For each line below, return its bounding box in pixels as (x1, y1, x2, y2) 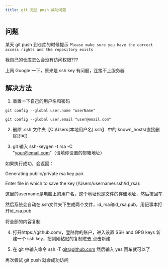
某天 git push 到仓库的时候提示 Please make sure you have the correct (5, 41, 153, 48)
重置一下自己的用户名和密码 (12, 98, 70, 104)
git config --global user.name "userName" (5, 108, 96, 114)
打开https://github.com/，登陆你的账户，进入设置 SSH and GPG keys (12, 229, 155, 235)
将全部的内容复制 (5, 219, 41, 225)
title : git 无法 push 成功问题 (5, 7, 66, 13)
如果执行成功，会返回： (5, 160, 54, 167)
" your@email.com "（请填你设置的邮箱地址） (12, 150, 105, 156)
